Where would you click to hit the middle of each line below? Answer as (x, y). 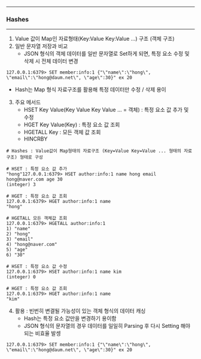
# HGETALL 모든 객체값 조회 (37, 218)
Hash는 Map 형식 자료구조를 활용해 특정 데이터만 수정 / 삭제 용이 (90, 90)
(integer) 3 (21, 185)
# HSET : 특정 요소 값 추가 (37, 169)
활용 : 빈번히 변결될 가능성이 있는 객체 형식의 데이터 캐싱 (80, 311)
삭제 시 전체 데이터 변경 (51, 61)
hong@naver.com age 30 (34, 180)
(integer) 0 (21, 277)
